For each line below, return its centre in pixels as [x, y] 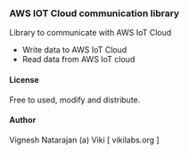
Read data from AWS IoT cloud [78, 60]
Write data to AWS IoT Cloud [74, 50]
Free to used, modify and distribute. [75, 100]
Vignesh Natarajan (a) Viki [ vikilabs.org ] [84, 140]
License [25, 79]
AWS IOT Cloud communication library [94, 13]
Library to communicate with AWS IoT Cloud [90, 33]
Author [23, 120]
